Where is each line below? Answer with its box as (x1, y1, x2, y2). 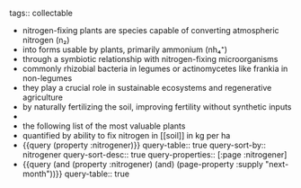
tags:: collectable (9, 8, 74, 18)
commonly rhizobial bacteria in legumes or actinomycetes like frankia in (22, 63, 288, 74)
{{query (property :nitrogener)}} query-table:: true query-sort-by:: (22, 139, 267, 150)
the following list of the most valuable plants (22, 121, 186, 131)
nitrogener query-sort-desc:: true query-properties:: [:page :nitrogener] (22, 149, 288, 160)
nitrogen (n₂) (22, 35, 70, 45)
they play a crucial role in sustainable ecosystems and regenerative (22, 83, 272, 93)
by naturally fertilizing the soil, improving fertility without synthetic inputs (22, 102, 292, 112)
